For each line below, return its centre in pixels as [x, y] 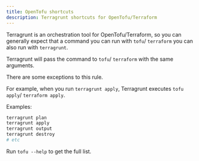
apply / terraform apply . [36, 95]
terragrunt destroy [31, 135]
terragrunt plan [26, 118]
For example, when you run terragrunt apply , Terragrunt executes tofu [95, 88]
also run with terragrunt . [37, 47]
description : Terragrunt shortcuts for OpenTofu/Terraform [82, 17]
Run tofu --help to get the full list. [49, 151]
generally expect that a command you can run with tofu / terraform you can [100, 41]
